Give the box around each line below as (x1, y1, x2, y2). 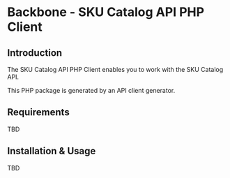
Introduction (7, 47, 63, 59)
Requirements (7, 106, 70, 119)
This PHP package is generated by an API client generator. (7, 87, 176, 94)
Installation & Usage (7, 145, 96, 157)
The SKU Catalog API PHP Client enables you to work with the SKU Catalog (7, 66, 224, 73)
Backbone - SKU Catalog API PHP (7, 4, 204, 20)
